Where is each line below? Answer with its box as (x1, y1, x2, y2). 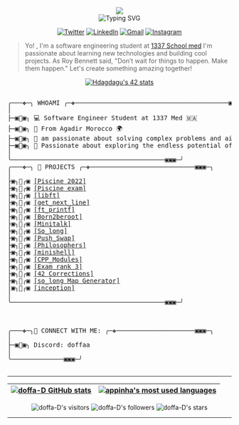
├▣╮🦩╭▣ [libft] (7, 191, 60, 199)
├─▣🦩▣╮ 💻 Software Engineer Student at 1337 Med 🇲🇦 (7, 114, 198, 122)
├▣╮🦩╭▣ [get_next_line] (7, 199, 90, 206)
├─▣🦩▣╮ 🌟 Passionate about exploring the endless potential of (7, 142, 233, 149)
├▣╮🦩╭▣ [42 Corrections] (7, 270, 94, 278)
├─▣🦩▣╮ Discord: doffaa (7, 341, 90, 349)
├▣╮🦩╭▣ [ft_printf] (7, 206, 75, 214)
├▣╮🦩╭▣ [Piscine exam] (7, 184, 87, 192)
